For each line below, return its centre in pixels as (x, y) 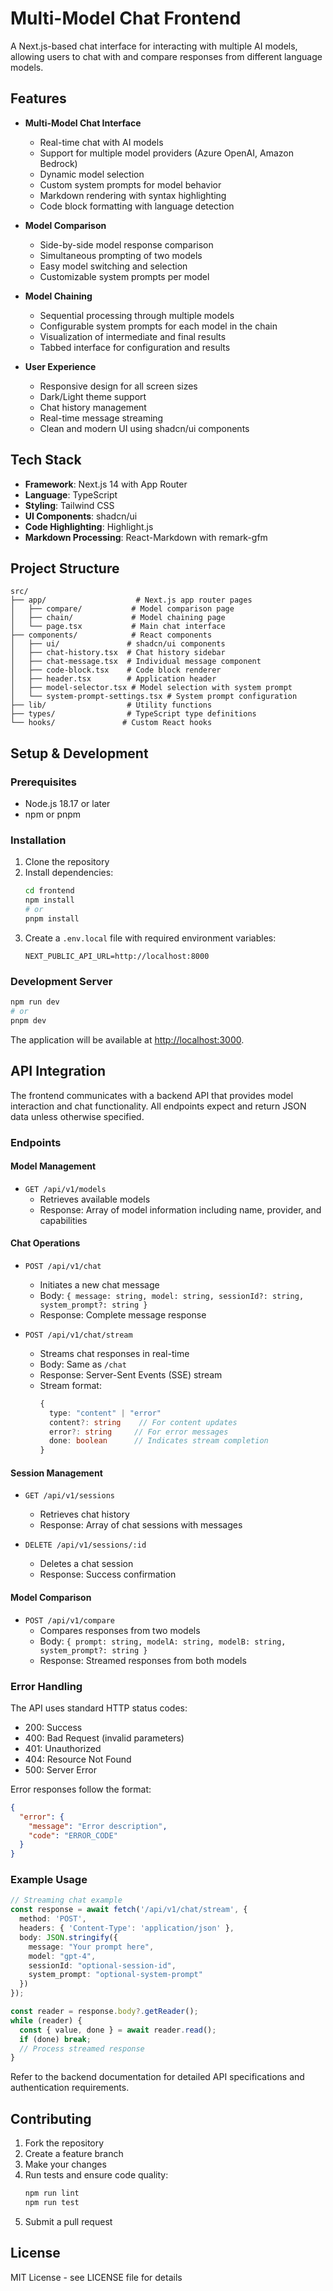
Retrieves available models (95, 1199)
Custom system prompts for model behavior (130, 184)
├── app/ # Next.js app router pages (131, 600)
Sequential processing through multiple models (137, 315)
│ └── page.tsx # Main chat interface (118, 627)
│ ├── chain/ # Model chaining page (118, 618)
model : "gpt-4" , (62, 1956)
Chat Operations (45, 1243)
